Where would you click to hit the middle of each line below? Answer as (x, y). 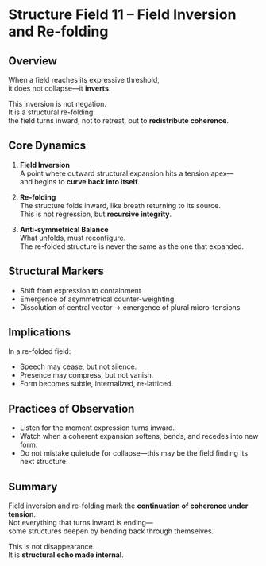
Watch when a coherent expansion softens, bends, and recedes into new (139, 436)
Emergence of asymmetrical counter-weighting (97, 299)
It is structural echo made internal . (66, 555)
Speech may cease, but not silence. (78, 366)
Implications (40, 333)
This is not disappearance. (52, 547)
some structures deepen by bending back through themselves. (111, 531)
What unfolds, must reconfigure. (73, 238)
